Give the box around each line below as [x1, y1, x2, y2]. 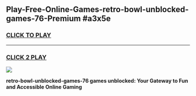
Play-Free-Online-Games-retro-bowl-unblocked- [6, 5, 189, 15]
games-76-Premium [6, 14, 81, 24]
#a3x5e [82, 14, 111, 24]
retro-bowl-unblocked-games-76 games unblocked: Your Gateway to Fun [6, 77, 188, 84]
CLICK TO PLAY [6, 31, 51, 40]
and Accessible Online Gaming [6, 83, 82, 90]
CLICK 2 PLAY [6, 53, 47, 61]
